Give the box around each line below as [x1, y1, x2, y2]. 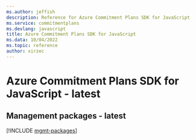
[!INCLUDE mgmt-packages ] [6, 127, 77, 134]
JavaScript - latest [6, 87, 101, 100]
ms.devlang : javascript [6, 25, 66, 32]
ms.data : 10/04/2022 [6, 37, 58, 43]
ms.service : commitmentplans [6, 20, 80, 26]
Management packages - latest [6, 111, 127, 121]
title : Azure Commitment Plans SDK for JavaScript [6, 31, 136, 37]
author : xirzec [6, 48, 45, 54]
